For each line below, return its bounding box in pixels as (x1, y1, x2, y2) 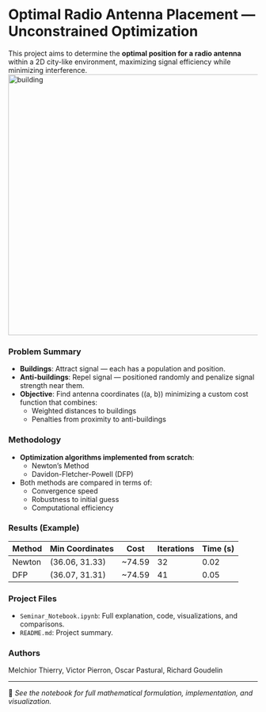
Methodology (8, 434, 62, 445)
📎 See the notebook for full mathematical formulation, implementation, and (8, 688, 253, 698)
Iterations (157, 543, 195, 554)
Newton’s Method (31, 461, 89, 470)
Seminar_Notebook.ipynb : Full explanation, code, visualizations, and (19, 611, 238, 621)
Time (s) (201, 543, 235, 554)
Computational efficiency (31, 503, 114, 512)
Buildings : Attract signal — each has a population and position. (19, 364, 226, 374)
